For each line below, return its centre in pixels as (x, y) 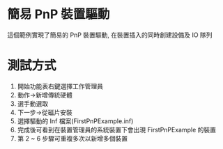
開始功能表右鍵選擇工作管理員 (60, 86)
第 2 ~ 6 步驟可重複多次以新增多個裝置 (72, 138)
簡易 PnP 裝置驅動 (59, 14)
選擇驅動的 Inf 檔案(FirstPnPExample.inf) (75, 121)
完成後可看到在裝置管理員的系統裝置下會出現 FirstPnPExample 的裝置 (117, 130)
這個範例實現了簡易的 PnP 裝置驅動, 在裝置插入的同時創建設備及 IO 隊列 (110, 35)
